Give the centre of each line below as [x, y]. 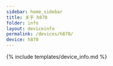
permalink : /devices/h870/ [40, 34]
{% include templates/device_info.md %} [57, 57]
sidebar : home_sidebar [34, 12]
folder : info [22, 23]
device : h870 [22, 40]
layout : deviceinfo [30, 28]
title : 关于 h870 [27, 17]
